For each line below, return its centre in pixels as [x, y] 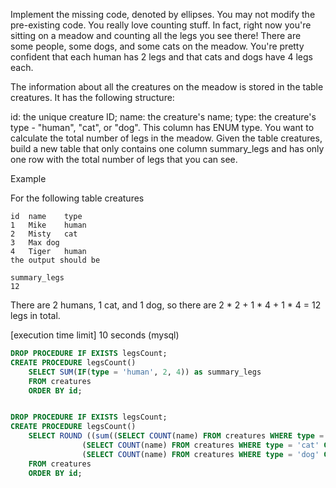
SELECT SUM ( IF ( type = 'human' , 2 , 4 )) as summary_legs [145, 372]
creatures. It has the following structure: [92, 97]
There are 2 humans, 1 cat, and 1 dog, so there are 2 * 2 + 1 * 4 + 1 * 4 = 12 [166, 305]
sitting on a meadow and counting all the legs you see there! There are [156, 35]
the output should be [55, 260]
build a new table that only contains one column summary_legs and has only [167, 148]
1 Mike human [48, 225]
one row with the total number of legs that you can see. [124, 159]
